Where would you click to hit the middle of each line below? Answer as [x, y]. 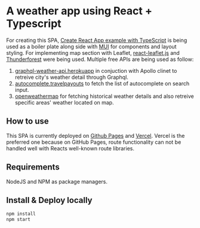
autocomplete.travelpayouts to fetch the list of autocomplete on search [102, 83]
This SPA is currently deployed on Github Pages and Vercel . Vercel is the [96, 135]
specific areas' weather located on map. [64, 102]
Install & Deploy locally [49, 200]
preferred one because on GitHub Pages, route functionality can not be [94, 142]
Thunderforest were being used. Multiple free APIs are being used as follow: [100, 59]
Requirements [33, 167]
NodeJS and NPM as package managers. [57, 181]
